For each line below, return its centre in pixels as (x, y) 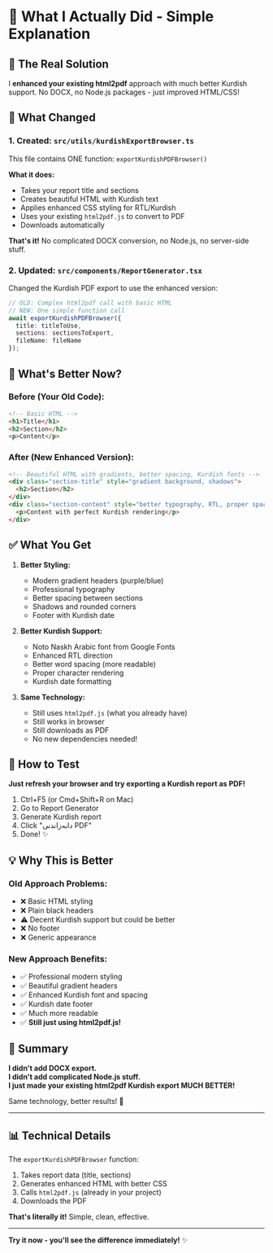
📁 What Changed (52, 118)
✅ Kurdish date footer (56, 1004)
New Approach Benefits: (58, 958)
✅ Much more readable (59, 1014)
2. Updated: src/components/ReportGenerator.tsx (106, 270)
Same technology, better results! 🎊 (66, 1102)
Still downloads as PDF (71, 730)
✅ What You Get (50, 545)
